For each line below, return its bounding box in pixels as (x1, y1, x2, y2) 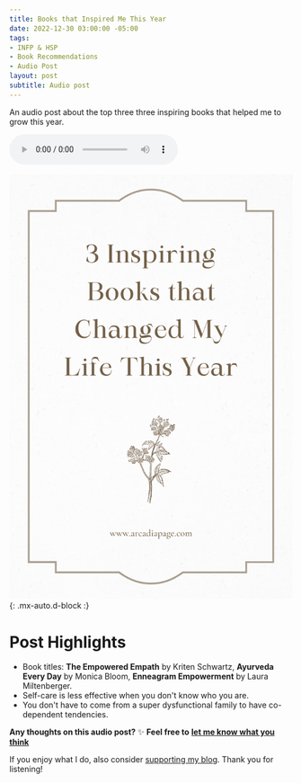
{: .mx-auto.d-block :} (9, 601, 90, 611)
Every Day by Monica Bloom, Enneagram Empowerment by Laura (22, 671, 269, 682)
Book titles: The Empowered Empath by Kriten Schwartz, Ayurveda (22, 662, 274, 672)
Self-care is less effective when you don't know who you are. (22, 690, 250, 701)
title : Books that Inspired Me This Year (9, 14, 167, 23)
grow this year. (9, 116, 65, 127)
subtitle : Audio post (9, 81, 91, 90)
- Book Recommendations (9, 52, 99, 62)
